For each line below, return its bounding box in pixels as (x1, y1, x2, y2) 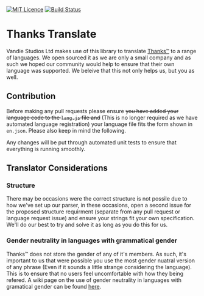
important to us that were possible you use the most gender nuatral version (6, 257, 195, 264)
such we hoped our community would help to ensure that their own (6, 60, 175, 67)
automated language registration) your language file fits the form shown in (6, 120, 193, 128)
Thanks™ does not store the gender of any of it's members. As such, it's (6, 250, 187, 257)
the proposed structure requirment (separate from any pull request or (6, 208, 181, 215)
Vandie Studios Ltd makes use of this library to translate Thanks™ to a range (6, 47, 197, 54)
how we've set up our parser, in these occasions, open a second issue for (6, 202, 192, 209)
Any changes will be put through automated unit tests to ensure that (6, 138, 177, 146)
